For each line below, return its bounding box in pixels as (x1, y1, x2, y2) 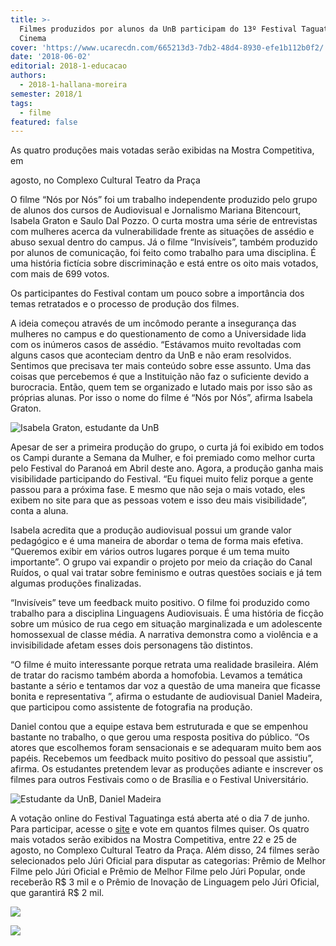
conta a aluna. (10, 505, 69, 517)
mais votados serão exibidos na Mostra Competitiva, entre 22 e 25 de (10, 834, 297, 846)
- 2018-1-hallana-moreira (19, 80, 128, 90)
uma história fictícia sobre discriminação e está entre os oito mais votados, (10, 257, 319, 270)
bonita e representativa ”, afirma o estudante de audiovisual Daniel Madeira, (10, 691, 323, 703)
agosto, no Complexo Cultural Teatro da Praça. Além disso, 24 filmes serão (10, 844, 320, 856)
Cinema (19, 33, 47, 43)
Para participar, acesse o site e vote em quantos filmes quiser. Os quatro (10, 823, 310, 835)
